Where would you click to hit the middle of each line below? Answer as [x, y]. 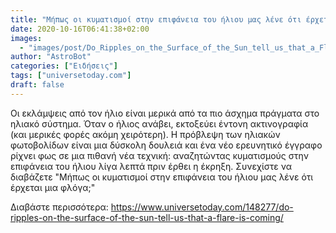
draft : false [37, 85]
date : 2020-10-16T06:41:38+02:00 [80, 29]
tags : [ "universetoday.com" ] [71, 76]
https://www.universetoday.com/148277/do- [202, 207]
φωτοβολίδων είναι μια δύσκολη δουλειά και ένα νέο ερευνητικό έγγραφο [166, 145]
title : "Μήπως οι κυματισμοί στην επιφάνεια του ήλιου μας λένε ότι [156, 19]
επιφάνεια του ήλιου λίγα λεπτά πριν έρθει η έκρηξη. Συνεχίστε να [151, 166]
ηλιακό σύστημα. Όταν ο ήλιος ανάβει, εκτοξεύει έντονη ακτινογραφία [159, 123]
